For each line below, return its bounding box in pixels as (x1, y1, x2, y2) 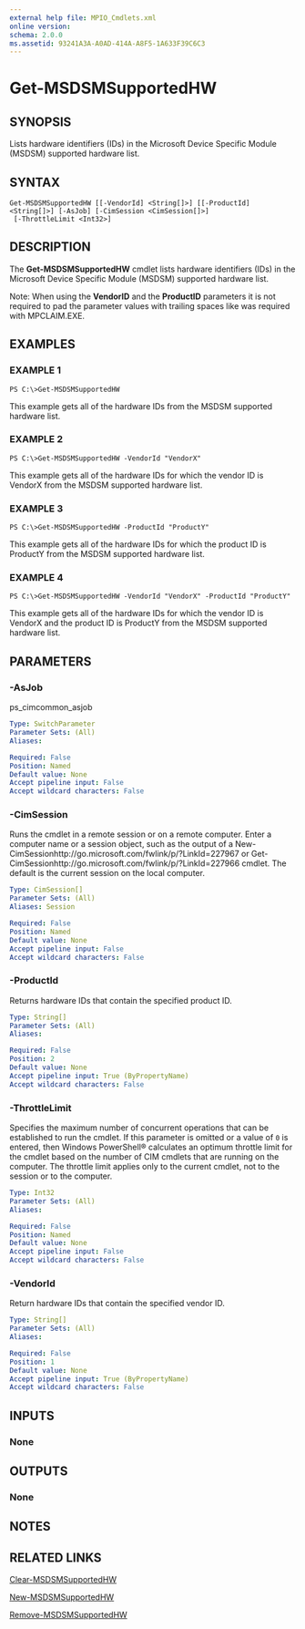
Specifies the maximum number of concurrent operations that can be (9, 1122, 269, 1133)
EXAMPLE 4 (9, 572, 64, 584)
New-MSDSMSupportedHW (9, 1592, 115, 1603)
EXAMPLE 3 (9, 502, 64, 515)
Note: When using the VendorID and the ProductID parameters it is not (9, 291, 276, 302)
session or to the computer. (9, 1170, 113, 1181)
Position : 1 (9, 1357, 55, 1366)
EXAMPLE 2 (9, 433, 64, 446)
